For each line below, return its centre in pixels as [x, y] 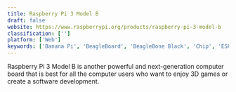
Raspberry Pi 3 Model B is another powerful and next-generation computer [116, 66]
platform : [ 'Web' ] [34, 40]
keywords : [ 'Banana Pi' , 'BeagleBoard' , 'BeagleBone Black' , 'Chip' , [111, 46]
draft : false [26, 20]
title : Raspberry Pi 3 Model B [53, 14]
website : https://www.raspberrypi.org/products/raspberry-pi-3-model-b [114, 27]
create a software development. [53, 81]
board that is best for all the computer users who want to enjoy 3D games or [118, 74]
